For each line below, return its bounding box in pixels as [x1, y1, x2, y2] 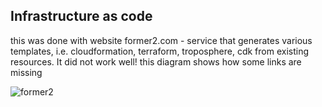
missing [10, 66, 43, 78]
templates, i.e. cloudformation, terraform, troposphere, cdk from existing [10, 45, 310, 57]
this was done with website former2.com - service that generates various [10, 34, 313, 46]
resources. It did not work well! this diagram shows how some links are [10, 55, 302, 68]
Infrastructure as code [10, 8, 153, 25]
